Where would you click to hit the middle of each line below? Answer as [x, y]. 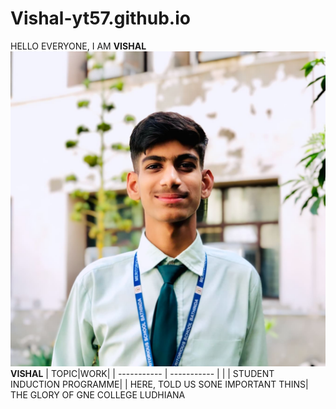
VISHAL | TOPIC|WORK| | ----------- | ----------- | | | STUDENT [142, 373]
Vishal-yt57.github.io [100, 18]
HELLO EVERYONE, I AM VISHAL [78, 46]
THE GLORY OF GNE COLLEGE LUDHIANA [98, 394]
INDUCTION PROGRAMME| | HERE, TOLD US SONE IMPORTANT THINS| [159, 384]
